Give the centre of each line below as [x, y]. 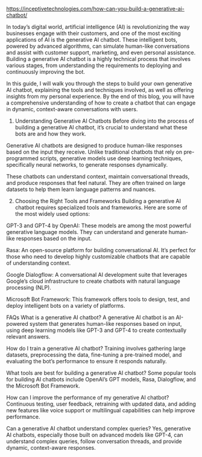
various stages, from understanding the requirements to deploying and [94, 65]
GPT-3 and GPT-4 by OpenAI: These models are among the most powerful [99, 225]
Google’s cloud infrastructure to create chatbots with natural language [93, 281]
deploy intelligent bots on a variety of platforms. [66, 306]
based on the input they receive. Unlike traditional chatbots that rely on [94, 152]
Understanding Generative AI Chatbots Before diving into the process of [104, 121]
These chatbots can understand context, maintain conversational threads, [98, 177]
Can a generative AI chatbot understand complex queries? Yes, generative [99, 428]
